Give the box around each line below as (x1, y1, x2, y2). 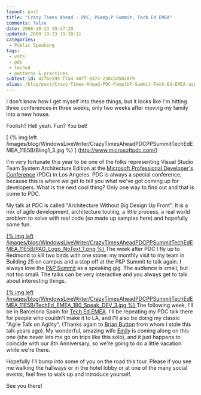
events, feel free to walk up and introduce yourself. (6, 370, 132, 378)
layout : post (6, 8, 39, 15)
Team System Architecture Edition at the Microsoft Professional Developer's (6, 164, 193, 172)
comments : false (6, 20, 47, 26)
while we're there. (6, 346, 51, 353)
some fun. (6, 221, 31, 228)
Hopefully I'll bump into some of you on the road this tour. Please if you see (6, 358, 192, 365)
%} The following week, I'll (127, 301, 193, 309)
